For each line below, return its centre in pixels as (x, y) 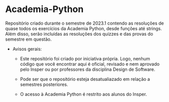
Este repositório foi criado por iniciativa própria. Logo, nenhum (85, 58)
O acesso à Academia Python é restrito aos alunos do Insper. (83, 94)
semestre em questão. (29, 39)
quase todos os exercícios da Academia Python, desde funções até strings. (84, 28)
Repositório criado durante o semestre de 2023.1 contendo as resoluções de (84, 23)
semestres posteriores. (44, 84)
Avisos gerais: (27, 49)
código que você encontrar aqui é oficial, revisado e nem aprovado (90, 64)
